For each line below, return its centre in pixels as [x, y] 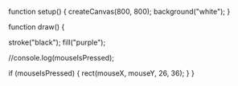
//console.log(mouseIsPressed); [62, 58]
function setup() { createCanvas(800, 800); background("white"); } [119, 12]
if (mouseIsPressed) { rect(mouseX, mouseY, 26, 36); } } [101, 73]
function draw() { [37, 27]
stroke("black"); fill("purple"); [57, 42]
